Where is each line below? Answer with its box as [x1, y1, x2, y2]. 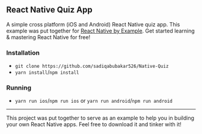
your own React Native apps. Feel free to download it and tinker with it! [6, 121, 182, 128]
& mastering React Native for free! [6, 33, 91, 41]
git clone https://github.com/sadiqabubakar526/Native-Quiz [14, 63, 169, 70]
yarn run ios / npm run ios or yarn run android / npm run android [14, 97, 173, 105]
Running [6, 84, 32, 92]
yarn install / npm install [14, 69, 79, 76]
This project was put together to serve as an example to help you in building [6, 114, 194, 122]
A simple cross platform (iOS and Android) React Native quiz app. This [6, 20, 180, 28]
